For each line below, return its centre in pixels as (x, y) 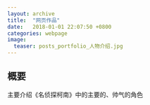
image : (17, 40)
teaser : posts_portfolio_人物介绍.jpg (68, 46)
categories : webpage (38, 33)
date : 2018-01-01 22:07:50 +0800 (60, 27)
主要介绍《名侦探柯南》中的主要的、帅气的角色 (75, 94)
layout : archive (31, 14)
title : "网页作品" (34, 20)
